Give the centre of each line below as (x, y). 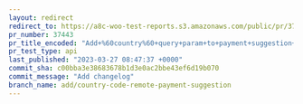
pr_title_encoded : (43, 43)
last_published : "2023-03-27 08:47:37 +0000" (95, 60)
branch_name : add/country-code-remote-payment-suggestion (120, 85)
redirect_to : (33, 26)
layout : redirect (41, 18)
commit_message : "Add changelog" (71, 77)
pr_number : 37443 (41, 34)
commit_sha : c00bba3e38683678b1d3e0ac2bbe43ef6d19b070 (114, 69)
